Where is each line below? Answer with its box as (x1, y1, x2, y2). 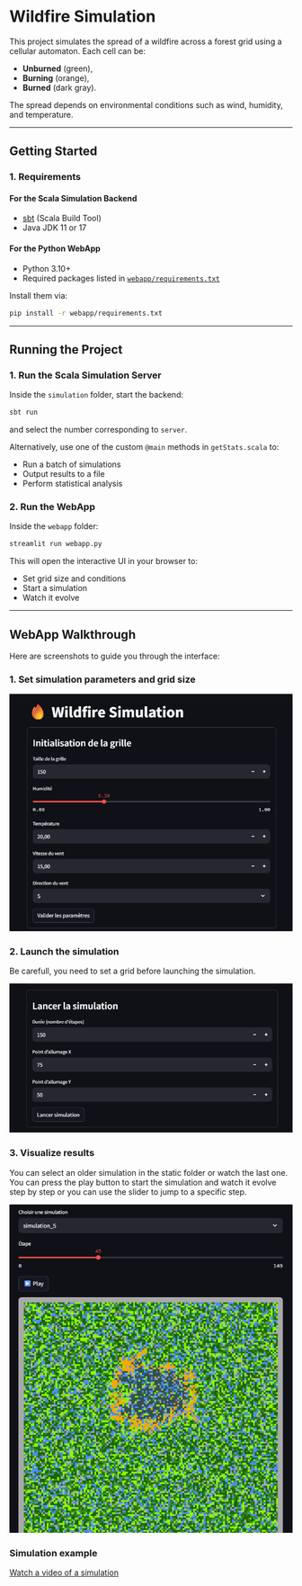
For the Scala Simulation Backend (9, 193, 138, 203)
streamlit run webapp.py (9, 540, 102, 549)
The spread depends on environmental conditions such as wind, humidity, (9, 99, 283, 110)
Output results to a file (22, 469, 105, 479)
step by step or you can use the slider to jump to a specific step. (9, 1186, 247, 1197)
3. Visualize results (9, 1147, 95, 1160)
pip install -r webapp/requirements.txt (9, 309, 164, 318)
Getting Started (9, 144, 98, 159)
